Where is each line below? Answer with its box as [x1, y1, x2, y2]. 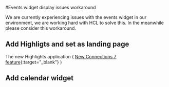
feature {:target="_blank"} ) [5, 59, 62, 65]
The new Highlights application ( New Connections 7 [5, 53, 117, 59]
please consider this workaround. [5, 25, 76, 31]
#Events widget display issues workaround [5, 5, 96, 10]
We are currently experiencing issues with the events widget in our [5, 14, 147, 20]
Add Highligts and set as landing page [5, 40, 129, 49]
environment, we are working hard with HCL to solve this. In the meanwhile [5, 20, 164, 26]
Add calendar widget [5, 74, 73, 82]
